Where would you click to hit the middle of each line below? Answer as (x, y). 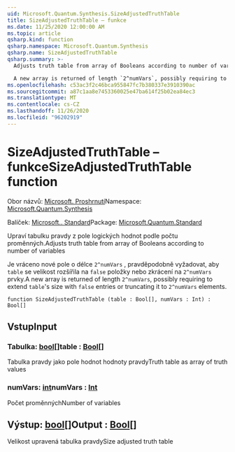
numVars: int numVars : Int (52, 388)
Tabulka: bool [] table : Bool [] (56, 347)
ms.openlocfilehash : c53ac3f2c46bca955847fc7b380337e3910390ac (101, 85)
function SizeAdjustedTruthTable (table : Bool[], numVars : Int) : (109, 299)
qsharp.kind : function (40, 40)
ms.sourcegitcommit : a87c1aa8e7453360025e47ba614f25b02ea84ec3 (101, 92)
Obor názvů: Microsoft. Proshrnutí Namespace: (74, 201)
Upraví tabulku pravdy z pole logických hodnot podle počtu (93, 236)
